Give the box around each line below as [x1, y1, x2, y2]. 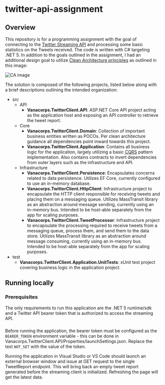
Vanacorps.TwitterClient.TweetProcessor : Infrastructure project [27, 217, 160, 223]
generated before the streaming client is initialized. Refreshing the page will [5, 369, 159, 375]
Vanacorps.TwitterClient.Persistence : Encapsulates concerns [27, 170, 155, 176]
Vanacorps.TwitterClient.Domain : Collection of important [27, 128, 145, 134]
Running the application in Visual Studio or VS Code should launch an [5, 353, 146, 359]
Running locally [5, 279, 54, 287]
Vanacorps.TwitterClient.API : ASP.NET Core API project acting [27, 107, 156, 113]
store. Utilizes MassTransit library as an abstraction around [27, 233, 146, 239]
